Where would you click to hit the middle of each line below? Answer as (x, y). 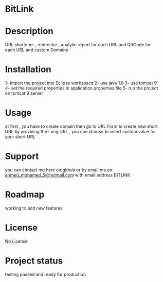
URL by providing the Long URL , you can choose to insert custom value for (81, 132)
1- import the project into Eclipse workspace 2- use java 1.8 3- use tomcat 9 (81, 83)
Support (22, 156)
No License (17, 241)
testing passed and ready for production (45, 274)
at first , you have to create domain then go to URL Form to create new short (81, 126)
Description (29, 31)
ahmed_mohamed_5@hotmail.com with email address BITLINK (68, 175)
